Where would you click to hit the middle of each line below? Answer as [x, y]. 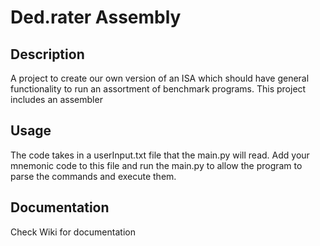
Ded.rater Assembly [96, 17]
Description [47, 54]
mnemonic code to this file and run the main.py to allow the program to [156, 165]
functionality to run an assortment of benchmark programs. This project [158, 89]
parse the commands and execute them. [93, 176]
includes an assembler [56, 99]
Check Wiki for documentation [73, 232]
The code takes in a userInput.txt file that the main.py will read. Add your [160, 155]
